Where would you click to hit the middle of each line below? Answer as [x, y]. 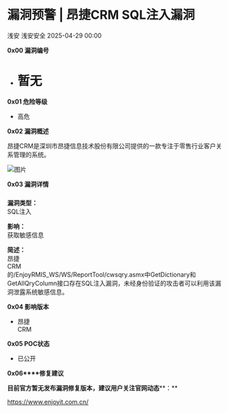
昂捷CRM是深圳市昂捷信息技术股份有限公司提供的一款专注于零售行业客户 [112, 146]
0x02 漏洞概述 [28, 131]
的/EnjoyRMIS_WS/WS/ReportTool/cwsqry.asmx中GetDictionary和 [101, 274]
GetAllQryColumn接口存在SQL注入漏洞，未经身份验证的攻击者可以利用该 [111, 283]
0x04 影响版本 [28, 307]
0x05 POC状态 [28, 343]
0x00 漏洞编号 [28, 50]
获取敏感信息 [25, 235]
